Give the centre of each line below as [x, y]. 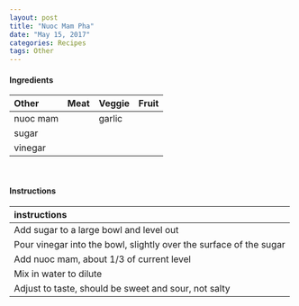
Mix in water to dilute [58, 274]
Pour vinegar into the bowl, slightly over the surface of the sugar [149, 244]
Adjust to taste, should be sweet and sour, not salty [122, 288]
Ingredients [32, 80]
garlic [111, 119]
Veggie [114, 103]
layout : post [34, 18]
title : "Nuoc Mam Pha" [52, 26]
